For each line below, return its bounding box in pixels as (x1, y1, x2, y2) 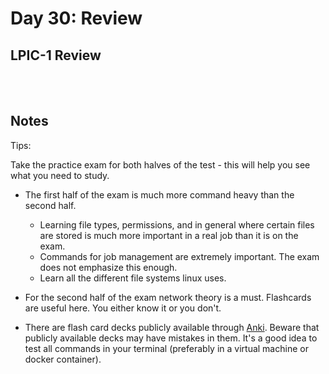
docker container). (24, 353, 102, 365)
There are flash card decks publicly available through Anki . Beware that (24, 321, 320, 333)
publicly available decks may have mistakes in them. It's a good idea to (24, 332, 318, 344)
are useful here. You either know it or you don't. (24, 302, 222, 314)
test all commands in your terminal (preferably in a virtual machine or (24, 342, 309, 354)
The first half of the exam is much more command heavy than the (24, 188, 295, 201)
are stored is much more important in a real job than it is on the (39, 229, 299, 241)
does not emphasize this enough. (39, 261, 178, 273)
